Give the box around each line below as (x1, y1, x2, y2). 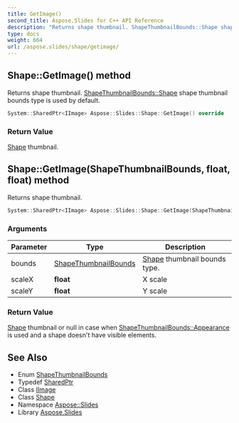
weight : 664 (7, 37, 43, 44)
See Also (7, 351, 48, 363)
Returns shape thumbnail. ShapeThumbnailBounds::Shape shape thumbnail (7, 88, 228, 97)
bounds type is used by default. (7, 96, 101, 104)
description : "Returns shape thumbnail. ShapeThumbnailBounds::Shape (7, 23, 218, 31)
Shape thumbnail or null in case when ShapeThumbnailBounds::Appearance (7, 324, 230, 332)
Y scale (142, 285, 168, 295)
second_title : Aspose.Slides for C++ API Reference (7, 17, 164, 24)
